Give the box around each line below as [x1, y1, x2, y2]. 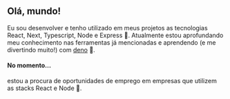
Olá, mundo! [7, 5, 61, 17]
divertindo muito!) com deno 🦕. [7, 45, 95, 54]
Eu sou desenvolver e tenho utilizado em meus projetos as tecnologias [7, 23, 209, 32]
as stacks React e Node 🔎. [7, 84, 82, 92]
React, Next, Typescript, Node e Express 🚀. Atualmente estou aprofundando [7, 31, 224, 39]
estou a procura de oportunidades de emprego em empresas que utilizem [7, 77, 218, 85]
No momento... [7, 61, 52, 69]
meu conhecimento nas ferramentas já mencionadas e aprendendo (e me [7, 38, 216, 47]
